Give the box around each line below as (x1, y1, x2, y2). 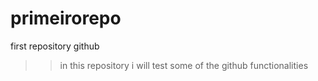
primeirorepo (10, 7, 122, 30)
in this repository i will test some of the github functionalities (59, 59, 309, 71)
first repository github (10, 40, 100, 52)
